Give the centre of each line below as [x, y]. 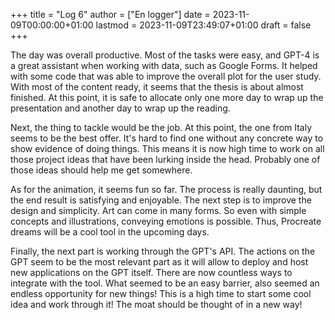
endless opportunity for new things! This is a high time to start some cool [161, 293]
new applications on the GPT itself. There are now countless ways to [151, 272]
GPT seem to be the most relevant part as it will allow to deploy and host [159, 262]
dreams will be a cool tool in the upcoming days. [110, 232]
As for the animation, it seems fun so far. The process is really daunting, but [166, 189]
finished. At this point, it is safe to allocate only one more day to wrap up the [167, 97]
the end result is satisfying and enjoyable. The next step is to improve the [161, 200]
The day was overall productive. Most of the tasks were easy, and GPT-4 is [165, 55]
